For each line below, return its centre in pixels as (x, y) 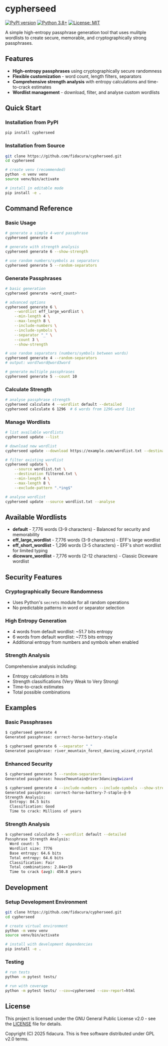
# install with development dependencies (49, 945)
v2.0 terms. (17, 1039)
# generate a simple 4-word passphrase (47, 233)
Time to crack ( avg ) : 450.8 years (45, 872)
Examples (21, 708)
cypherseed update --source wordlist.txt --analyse (60, 502)
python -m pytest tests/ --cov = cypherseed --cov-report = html (70, 991)
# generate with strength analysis (42, 247)
